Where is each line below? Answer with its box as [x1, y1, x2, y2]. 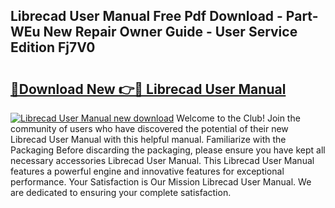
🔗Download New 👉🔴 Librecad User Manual [10, 80, 287, 98]
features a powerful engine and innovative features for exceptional [10, 165, 285, 177]
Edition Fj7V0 [10, 39, 96, 56]
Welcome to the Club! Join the [176, 112, 301, 124]
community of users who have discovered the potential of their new [10, 123, 289, 134]
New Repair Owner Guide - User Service [43, 24, 298, 41]
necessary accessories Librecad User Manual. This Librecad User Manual [10, 155, 315, 166]
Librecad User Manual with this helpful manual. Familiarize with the [10, 134, 287, 145]
